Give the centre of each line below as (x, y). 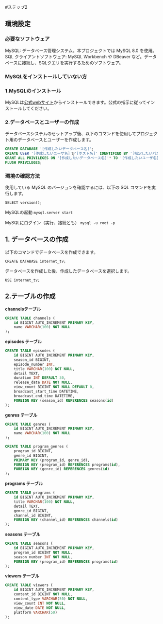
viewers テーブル (22, 576)
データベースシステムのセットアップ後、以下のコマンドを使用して (71, 134)
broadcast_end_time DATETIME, (44, 396)
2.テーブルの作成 (30, 296)
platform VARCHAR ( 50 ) (35, 612)
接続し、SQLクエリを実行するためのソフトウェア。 (73, 63)
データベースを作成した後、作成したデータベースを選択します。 (68, 271)
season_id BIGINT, (32, 360)
